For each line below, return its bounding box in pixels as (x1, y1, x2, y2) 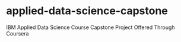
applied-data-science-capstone (6, 4, 168, 18)
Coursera (6, 30, 29, 37)
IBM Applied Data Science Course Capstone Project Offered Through (6, 24, 175, 31)
